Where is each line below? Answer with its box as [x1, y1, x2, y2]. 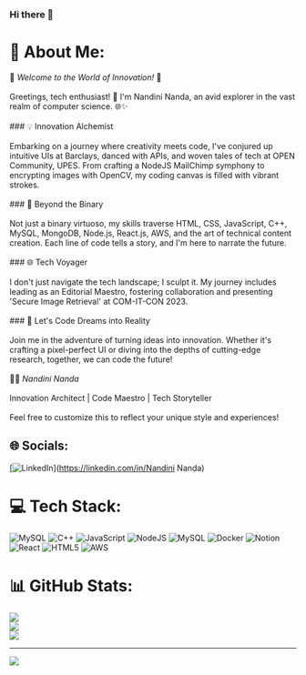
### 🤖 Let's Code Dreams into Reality [9, 315, 150, 326]
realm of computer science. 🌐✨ [9, 100, 128, 112]
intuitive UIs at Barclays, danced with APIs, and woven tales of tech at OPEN [9, 150, 296, 161]
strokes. [9, 179, 40, 190]
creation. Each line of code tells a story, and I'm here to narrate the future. [9, 237, 287, 248]
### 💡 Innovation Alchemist [9, 120, 114, 131]
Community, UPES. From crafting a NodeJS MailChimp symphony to [9, 159, 265, 171]
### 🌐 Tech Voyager [9, 257, 88, 267]
